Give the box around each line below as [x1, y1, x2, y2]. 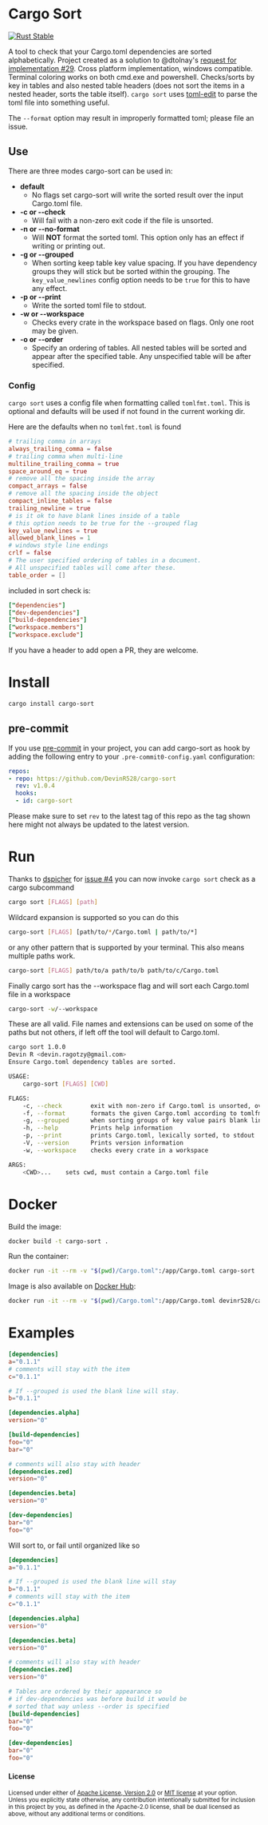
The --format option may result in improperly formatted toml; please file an [8, 113, 254, 122]
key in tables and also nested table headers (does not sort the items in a [8, 81, 245, 90]
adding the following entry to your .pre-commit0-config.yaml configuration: [8, 751, 255, 761]
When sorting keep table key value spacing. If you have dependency [31, 257, 258, 268]
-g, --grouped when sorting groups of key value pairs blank [22, 1117, 248, 1125]
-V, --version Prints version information [22, 1139, 183, 1147]
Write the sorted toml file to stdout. [31, 301, 147, 310]
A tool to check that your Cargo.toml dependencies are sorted [8, 46, 212, 56]
